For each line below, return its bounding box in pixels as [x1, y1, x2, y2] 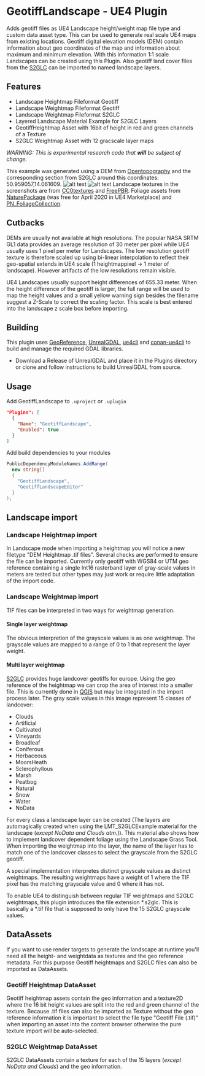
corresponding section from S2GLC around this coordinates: [6, 174, 159, 181]
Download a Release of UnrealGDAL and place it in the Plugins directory [15, 357, 198, 365]
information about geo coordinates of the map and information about [6, 44, 180, 52]
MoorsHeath [15, 758, 47, 765]
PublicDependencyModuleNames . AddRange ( [6, 461, 109, 467]
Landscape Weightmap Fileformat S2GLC [15, 110, 120, 118]
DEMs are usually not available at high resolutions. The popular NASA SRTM [6, 234, 199, 241]
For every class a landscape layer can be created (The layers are [6, 816, 171, 823]
